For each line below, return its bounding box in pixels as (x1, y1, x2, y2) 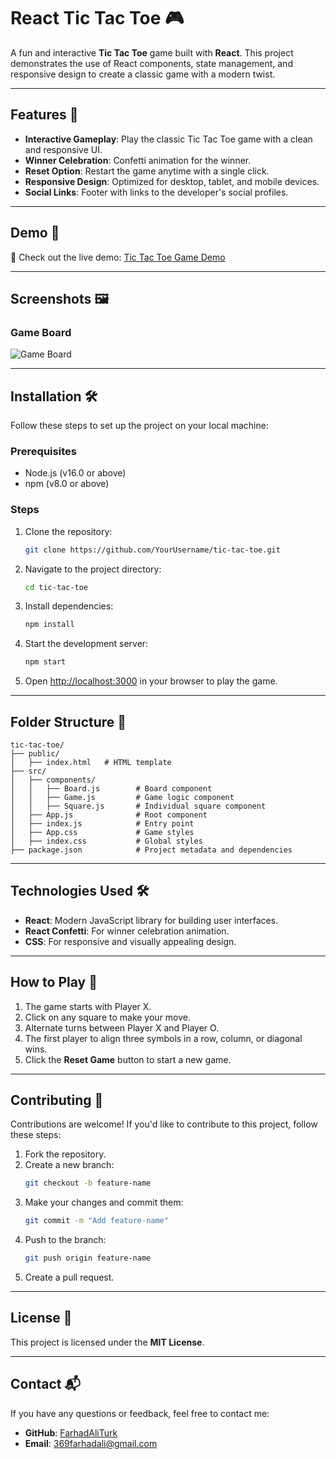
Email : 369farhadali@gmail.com (24, 1437, 158, 1449)
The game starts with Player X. (24, 1000, 152, 1012)
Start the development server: (24, 638, 149, 650)
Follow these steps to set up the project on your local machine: (10, 420, 269, 432)
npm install (24, 620, 75, 630)
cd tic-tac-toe (24, 582, 89, 592)
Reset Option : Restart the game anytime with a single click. (24, 165, 270, 177)
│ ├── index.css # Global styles (10, 836, 203, 846)
